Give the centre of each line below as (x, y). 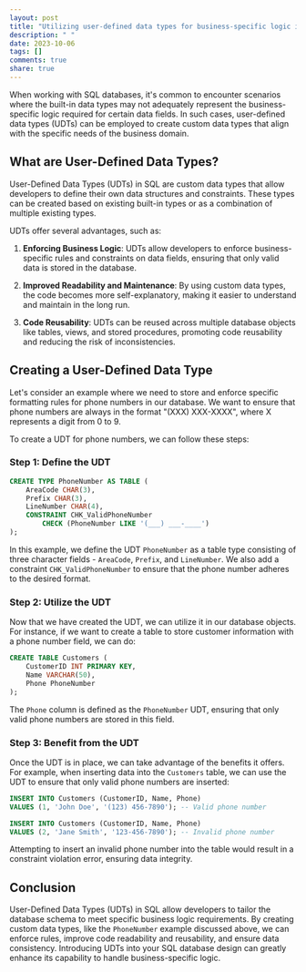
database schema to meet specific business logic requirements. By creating (152, 919)
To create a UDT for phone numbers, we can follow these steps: (129, 439)
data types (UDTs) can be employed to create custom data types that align (149, 123)
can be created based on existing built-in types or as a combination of (141, 203)
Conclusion (43, 888)
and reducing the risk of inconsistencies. (99, 342)
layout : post (34, 18)
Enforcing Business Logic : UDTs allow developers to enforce (138, 248)
